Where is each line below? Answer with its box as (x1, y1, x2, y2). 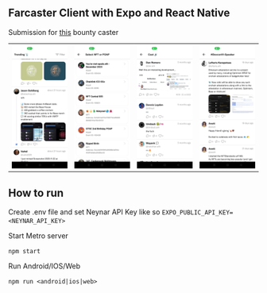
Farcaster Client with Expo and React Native (8, 6, 230, 20)
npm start (8, 248, 41, 256)
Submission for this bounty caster (8, 27, 119, 37)
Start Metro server (8, 231, 69, 241)
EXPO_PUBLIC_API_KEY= (161, 209, 234, 217)
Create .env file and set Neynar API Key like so (8, 207, 161, 217)
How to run (8, 186, 64, 199)
